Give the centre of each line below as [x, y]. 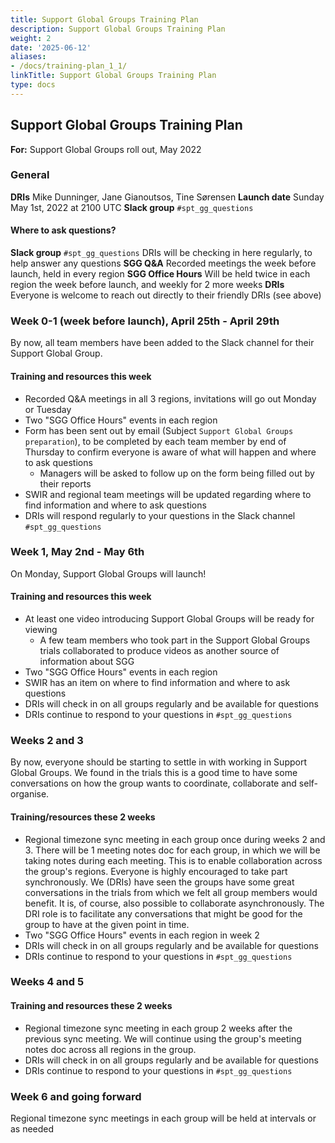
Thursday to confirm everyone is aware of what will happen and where [170, 452]
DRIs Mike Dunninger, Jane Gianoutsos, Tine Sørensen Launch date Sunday [167, 197]
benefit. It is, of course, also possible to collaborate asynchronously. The [174, 903]
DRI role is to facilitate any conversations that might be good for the [163, 913]
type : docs [33, 85]
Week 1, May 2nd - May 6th [77, 552]
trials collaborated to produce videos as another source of [159, 651]
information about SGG [87, 662]
